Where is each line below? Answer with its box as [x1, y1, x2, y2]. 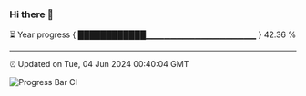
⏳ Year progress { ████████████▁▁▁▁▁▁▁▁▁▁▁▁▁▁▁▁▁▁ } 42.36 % [9, 29, 297, 40]
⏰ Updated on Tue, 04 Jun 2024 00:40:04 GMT [9, 59, 189, 70]
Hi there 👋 [9, 8, 55, 21]
